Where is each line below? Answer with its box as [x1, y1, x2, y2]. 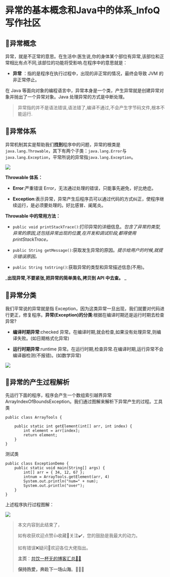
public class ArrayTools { [5, 415, 62, 420]
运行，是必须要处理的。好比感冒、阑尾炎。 [17, 202, 106, 208]
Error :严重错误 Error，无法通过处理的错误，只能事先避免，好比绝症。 [12, 185, 156, 191]
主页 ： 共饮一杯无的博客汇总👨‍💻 [17, 556, 82, 562]
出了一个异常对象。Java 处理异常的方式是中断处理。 [18, 94, 127, 100]
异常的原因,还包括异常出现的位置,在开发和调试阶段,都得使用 [12, 230, 137, 236]
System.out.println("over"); [23, 483, 85, 489]
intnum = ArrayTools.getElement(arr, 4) [23, 474, 110, 479]
